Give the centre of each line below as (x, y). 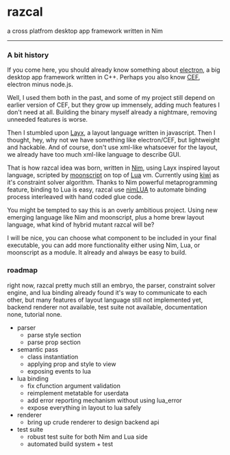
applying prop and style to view (72, 364)
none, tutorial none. (35, 314)
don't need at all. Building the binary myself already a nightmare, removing (112, 112)
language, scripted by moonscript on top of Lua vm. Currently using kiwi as (113, 175)
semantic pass (38, 349)
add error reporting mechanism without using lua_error (105, 400)
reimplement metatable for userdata (78, 393)
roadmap (23, 270)
